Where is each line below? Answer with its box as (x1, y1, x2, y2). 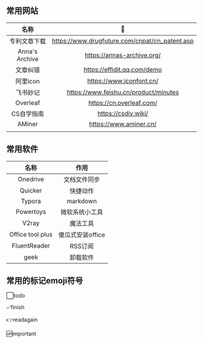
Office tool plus (9, 230, 53, 238)
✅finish (6, 304, 25, 311)
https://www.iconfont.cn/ (87, 76, 159, 85)
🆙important (6, 330, 36, 338)
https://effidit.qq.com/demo (83, 65, 162, 74)
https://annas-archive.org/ (85, 51, 161, 59)
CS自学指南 (11, 109, 44, 118)
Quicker (19, 186, 42, 195)
